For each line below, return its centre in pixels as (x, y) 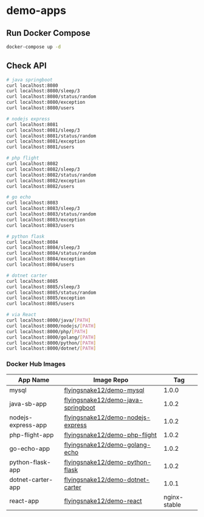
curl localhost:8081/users (40, 147)
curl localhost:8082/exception (46, 181)
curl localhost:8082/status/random (51, 175)
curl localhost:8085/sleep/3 (43, 287)
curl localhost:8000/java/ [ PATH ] (49, 320)
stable (172, 504)
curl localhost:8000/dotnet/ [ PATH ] (51, 349)
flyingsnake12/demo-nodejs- (107, 417)
